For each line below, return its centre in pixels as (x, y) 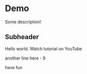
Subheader (22, 37)
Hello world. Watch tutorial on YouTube (43, 48)
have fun (14, 67)
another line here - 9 (25, 58)
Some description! (23, 22)
